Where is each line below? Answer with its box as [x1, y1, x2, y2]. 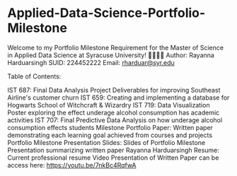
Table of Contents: [7, 72, 62, 81]
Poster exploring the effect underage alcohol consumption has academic [7, 108, 220, 117]
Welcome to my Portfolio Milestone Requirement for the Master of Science [7, 43, 224, 52]
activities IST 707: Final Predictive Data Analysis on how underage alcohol [7, 115, 223, 124]
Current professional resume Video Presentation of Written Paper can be [7, 153, 219, 162]
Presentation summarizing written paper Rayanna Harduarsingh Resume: [7, 146, 219, 154]
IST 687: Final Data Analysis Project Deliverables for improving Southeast [7, 86, 221, 94]
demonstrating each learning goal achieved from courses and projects [7, 131, 213, 139]
